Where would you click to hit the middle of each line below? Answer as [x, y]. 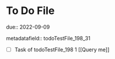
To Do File [30, 11]
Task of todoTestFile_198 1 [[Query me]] [62, 49]
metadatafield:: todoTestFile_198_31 [48, 38]
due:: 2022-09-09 [28, 27]
